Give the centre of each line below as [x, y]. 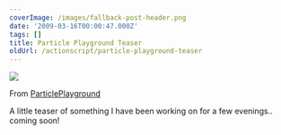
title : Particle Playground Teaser [76, 43]
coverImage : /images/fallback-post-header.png [98, 18]
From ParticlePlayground [55, 94]
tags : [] [26, 34]
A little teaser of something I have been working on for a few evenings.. [141, 111]
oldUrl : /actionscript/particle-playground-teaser [106, 51]
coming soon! [35, 121]
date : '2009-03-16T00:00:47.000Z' [74, 26]
